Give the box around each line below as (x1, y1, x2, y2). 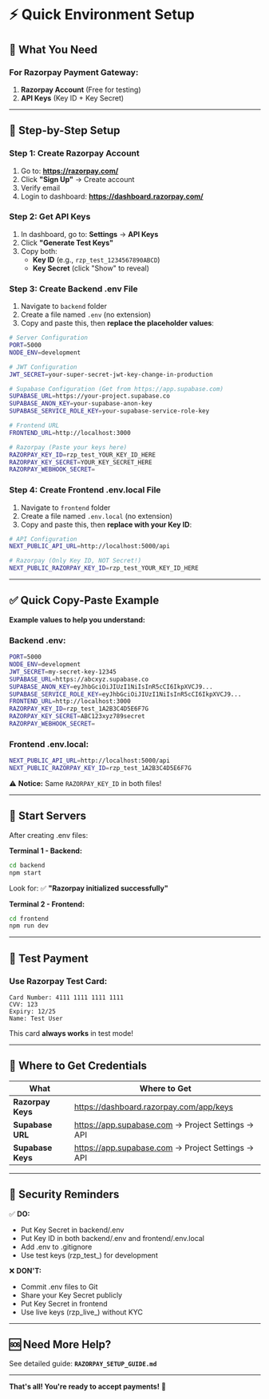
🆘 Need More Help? (9, 1338, 112, 1351)
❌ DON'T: (9, 1266, 42, 1275)
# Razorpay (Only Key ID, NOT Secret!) (9, 557, 142, 565)
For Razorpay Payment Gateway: (9, 66, 139, 77)
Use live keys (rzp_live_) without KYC (20, 1307, 143, 1317)
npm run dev (9, 922, 49, 930)
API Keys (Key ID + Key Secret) (20, 93, 125, 103)
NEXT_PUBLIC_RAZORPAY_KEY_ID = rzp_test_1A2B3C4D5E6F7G (9, 765, 192, 773)
